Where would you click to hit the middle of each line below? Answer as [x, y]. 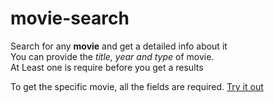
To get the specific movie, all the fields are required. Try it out [137, 86]
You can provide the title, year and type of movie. [112, 56]
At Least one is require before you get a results [107, 67]
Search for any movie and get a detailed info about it [119, 46]
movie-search [70, 18]
